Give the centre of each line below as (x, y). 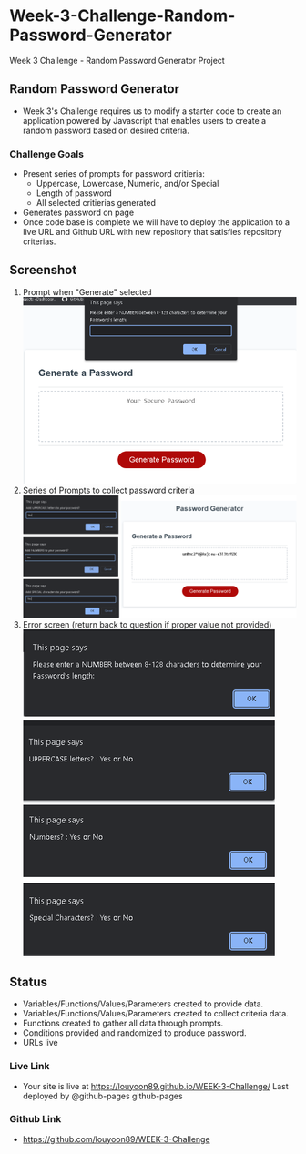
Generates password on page (78, 213)
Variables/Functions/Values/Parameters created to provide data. (143, 1004)
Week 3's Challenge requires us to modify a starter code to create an (152, 111)
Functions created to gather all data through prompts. (123, 1023)
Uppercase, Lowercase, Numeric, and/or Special (127, 184)
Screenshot (43, 270)
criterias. (39, 241)
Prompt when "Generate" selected (87, 291)
